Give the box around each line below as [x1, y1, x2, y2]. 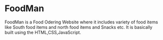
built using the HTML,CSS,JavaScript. [4, 29, 81, 35]
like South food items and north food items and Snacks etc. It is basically [4, 24, 153, 30]
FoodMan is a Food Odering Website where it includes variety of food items [4, 19, 159, 25]
